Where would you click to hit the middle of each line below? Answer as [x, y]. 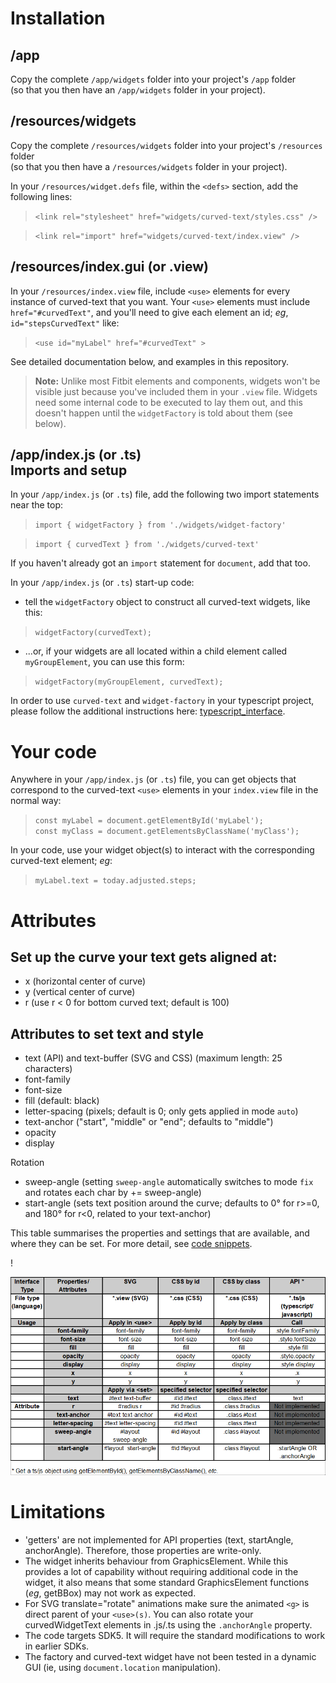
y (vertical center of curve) [80, 992]
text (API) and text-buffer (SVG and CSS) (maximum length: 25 [153, 1058]
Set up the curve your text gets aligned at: [144, 957]
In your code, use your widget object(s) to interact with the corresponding [162, 850]
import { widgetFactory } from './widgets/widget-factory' [160, 525]
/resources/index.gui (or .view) [110, 267]
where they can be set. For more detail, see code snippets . [131, 1244]
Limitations [58, 1511]
